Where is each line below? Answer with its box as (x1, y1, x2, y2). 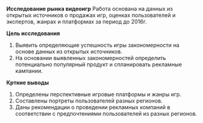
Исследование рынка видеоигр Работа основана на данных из (6, 5, 173, 12)
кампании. (15, 67, 43, 75)
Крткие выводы (6, 79, 49, 86)
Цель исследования (6, 30, 60, 37)
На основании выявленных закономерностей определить (15, 55, 166, 61)
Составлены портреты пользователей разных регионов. (15, 97, 163, 104)
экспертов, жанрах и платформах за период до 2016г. (6, 18, 148, 25)
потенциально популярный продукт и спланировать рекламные (15, 61, 182, 68)
